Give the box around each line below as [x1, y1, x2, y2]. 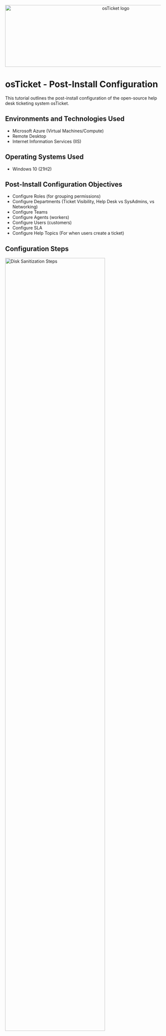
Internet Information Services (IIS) [12, 138, 82, 144]
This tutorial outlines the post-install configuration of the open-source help [5, 95, 157, 101]
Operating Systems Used [5, 153, 84, 161]
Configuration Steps [5, 244, 69, 253]
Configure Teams [12, 209, 48, 215]
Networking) [12, 204, 38, 210]
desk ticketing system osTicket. [5, 100, 69, 106]
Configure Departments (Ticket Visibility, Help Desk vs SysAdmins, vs [12, 199, 155, 205]
